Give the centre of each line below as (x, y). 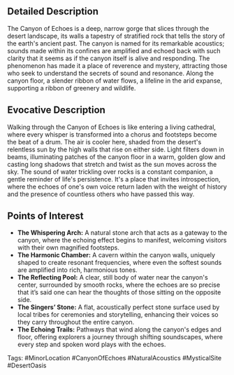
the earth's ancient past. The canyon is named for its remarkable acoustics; (116, 43)
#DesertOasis (27, 366)
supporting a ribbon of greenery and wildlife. (72, 88)
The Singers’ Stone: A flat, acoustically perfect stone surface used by (118, 307)
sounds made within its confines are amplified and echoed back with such (114, 50)
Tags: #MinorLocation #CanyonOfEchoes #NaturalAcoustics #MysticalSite (115, 358)
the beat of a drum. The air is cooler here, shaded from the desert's (104, 142)
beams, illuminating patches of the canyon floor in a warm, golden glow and (116, 156)
